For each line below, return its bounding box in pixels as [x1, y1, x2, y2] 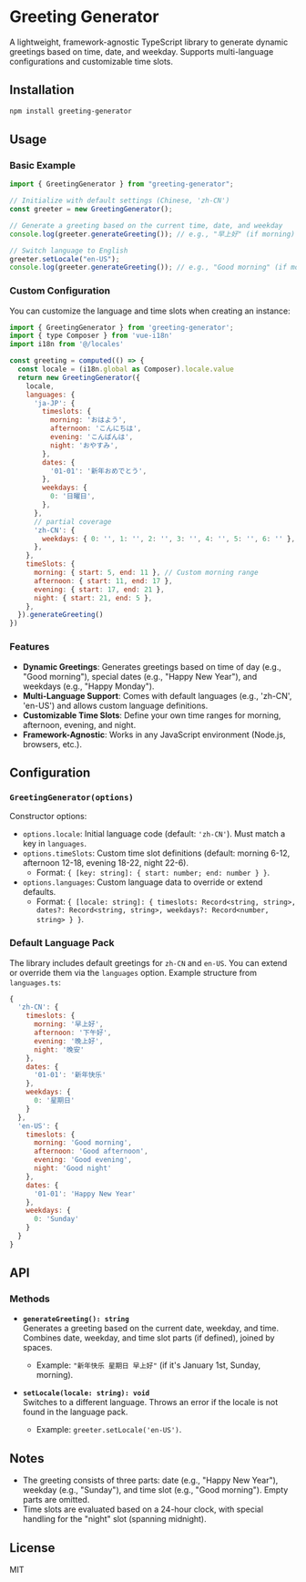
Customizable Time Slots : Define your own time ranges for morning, [22, 709, 281, 721]
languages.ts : [9, 977, 61, 988]
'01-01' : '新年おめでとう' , [49, 467, 148, 476]
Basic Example [9, 159, 76, 171]
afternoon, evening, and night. [22, 719, 137, 730]
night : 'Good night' [33, 1164, 112, 1173]
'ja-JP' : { [33, 398, 76, 407]
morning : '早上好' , [33, 1020, 104, 1029]
